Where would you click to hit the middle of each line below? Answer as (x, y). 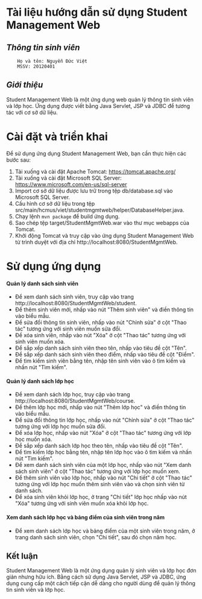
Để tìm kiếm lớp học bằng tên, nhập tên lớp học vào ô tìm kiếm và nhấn (103, 452)
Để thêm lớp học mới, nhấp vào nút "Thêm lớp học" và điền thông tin (100, 407)
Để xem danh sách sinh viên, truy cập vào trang (74, 297)
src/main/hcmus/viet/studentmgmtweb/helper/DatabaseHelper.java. (99, 210)
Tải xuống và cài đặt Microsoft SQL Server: (68, 178)
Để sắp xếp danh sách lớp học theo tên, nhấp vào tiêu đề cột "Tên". (99, 446)
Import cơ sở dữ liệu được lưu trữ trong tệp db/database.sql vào (94, 191)
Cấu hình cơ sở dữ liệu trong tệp (55, 203)
